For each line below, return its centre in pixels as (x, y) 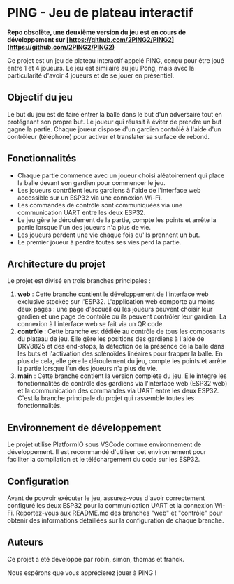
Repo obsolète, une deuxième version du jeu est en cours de (97, 32)
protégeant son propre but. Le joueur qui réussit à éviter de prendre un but (115, 122)
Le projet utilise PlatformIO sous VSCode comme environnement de (104, 444)
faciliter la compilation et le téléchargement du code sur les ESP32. (104, 460)
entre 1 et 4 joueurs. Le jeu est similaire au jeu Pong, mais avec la (101, 68)
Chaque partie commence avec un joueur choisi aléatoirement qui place (121, 175)
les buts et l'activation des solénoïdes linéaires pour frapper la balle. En (120, 353)
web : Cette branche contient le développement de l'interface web (113, 294)
